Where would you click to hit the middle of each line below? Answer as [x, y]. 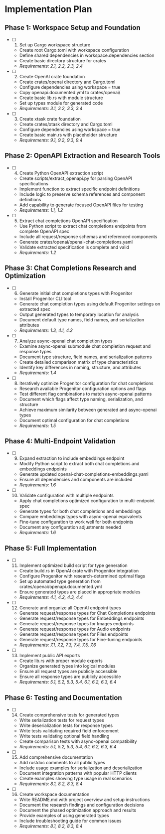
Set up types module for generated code [61, 103]
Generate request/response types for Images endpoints [77, 624]
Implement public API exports [50, 656]
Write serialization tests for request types [62, 720]
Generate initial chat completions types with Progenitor [76, 293]
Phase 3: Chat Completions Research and [71, 268]
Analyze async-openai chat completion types [66, 341]
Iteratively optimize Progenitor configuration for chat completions [86, 383]
